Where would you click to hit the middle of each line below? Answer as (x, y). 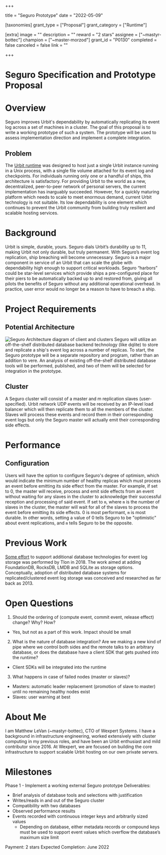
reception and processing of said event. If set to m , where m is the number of (83, 502)
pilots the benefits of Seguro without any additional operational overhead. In (83, 283)
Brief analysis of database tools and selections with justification (77, 795)
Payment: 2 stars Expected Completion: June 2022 (57, 847)
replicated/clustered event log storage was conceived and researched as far (83, 578)
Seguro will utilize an (135, 339)
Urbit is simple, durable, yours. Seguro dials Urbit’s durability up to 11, (76, 247)
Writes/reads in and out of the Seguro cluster (58, 800)
